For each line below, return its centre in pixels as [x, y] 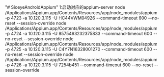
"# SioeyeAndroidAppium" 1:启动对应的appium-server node [65, 7]
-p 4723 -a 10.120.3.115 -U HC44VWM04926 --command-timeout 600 [76, 18]
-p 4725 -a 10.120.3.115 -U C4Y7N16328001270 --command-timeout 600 [79, 49]
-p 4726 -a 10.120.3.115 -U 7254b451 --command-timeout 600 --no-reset [79, 65]
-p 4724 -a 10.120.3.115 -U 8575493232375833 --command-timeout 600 [79, 34]
